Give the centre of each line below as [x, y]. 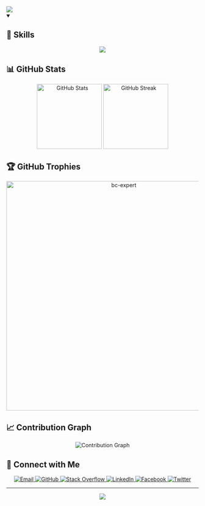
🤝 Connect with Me [43, 464]
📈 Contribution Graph [49, 427]
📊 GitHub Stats [36, 69]
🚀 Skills [20, 35]
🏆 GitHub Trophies [44, 167]
